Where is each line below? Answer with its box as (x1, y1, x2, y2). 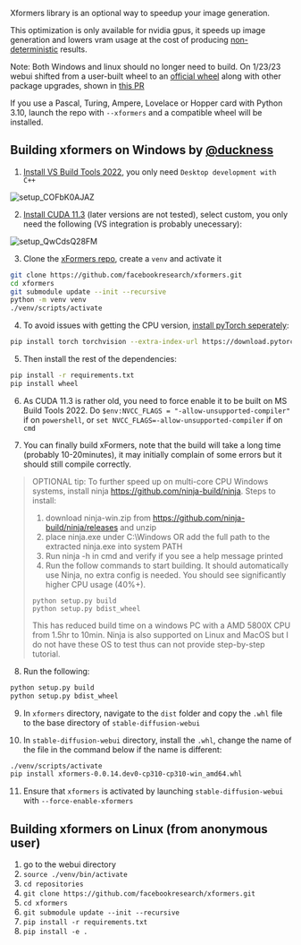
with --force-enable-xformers (22, 795, 134, 806)
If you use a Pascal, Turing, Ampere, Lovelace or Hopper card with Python (10, 98, 283, 108)
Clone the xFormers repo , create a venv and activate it (22, 253, 222, 263)
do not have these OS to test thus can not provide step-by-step (31, 639, 266, 649)
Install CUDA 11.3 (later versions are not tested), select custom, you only (22, 209, 288, 219)
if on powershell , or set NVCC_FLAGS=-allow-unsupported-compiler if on (22, 414, 283, 425)
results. (60, 44, 88, 55)
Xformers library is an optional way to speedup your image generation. (10, 8, 271, 18)
